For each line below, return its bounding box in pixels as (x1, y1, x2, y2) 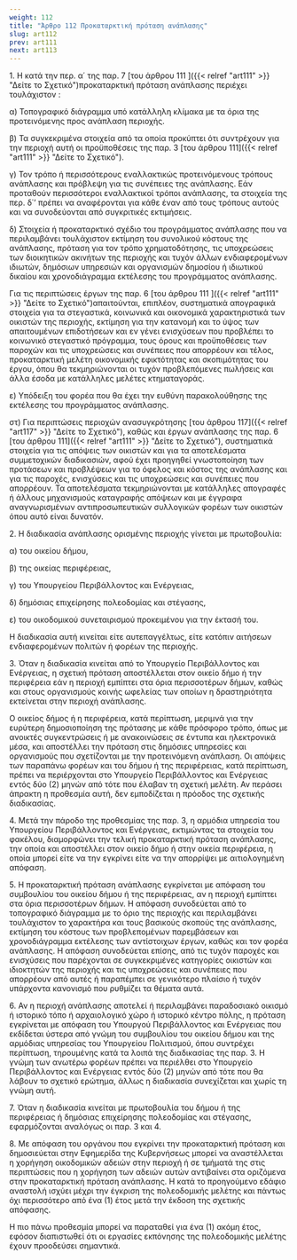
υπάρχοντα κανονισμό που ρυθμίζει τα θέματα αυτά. (9, 983, 205, 994)
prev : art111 (9, 37, 58, 47)
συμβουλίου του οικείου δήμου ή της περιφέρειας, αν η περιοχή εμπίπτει (9, 889, 277, 900)
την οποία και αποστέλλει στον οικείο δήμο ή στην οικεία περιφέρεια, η (9, 844, 273, 854)
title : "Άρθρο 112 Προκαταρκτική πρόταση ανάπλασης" (9, 21, 208, 30)
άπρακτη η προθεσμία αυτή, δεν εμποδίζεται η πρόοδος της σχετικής (9, 789, 265, 799)
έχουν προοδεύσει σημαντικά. (9, 1240, 121, 1251)
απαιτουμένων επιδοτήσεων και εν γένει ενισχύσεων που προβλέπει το (9, 326, 274, 337)
